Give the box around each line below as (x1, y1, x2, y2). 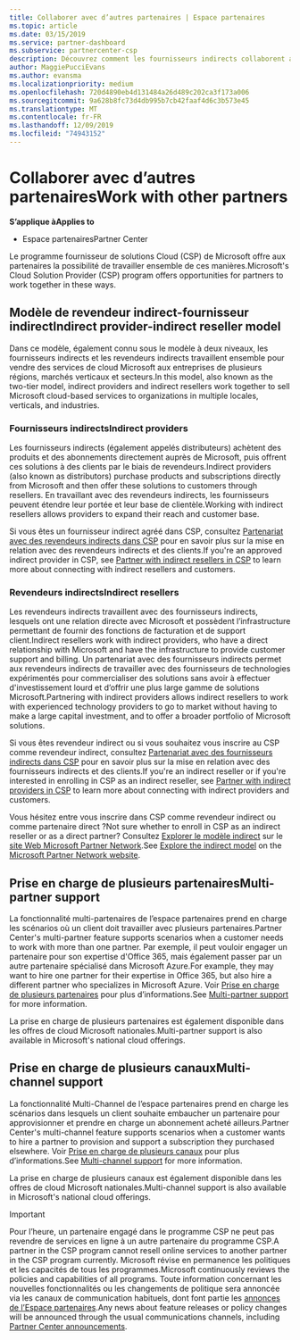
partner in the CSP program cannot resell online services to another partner (9, 1244, 287, 1255)
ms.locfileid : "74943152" (9, 129, 105, 138)
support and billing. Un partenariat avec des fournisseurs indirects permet (9, 653, 282, 665)
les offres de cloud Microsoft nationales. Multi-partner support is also (9, 1026, 263, 1036)
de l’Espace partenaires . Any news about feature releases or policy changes (9, 1302, 287, 1312)
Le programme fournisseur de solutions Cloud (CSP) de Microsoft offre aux (9, 251, 286, 262)
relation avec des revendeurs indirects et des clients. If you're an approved (9, 545, 283, 555)
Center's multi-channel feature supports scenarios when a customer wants (9, 1127, 286, 1137)
